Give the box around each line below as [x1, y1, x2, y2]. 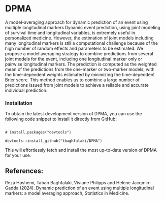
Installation [5, 100, 33, 106]
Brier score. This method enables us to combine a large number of [5, 77, 140, 83]
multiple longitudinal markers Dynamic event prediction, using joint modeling [5, 24, 161, 30]
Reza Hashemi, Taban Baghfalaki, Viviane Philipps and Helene [5, 180, 131, 186]
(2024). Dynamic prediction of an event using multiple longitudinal [19, 185, 154, 191]
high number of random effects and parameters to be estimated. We [5, 45, 144, 51]
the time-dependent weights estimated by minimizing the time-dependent [5, 71, 155, 77]
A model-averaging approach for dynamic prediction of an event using [5, 19, 148, 25]
